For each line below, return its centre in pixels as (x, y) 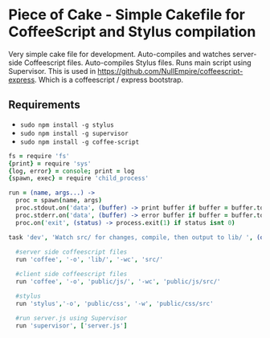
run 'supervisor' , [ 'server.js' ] (72, 326)
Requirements (44, 105)
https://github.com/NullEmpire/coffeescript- (170, 71)
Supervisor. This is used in (52, 71)
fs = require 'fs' (39, 156)
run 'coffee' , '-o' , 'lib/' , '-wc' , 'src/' (89, 260)
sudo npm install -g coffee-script (80, 142)
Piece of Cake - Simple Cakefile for (127, 15)
